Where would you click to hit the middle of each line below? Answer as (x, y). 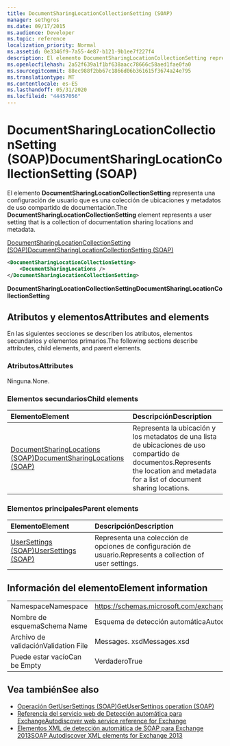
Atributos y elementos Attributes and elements (108, 317)
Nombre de (28, 618)
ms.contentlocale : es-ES (42, 84)
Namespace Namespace (49, 606)
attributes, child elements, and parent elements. (74, 348)
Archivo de (28, 637)
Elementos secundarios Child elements (73, 398)
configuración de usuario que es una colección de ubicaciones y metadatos (114, 200)
